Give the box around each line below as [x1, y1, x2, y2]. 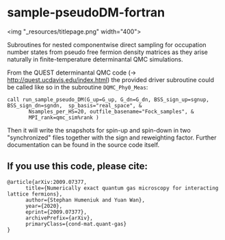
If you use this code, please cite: [7, 161, 148, 172]
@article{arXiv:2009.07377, [7, 178, 88, 185]
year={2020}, [25, 202, 63, 209]
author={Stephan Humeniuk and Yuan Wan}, [25, 196, 146, 203]
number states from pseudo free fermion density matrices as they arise [7, 48, 209, 56]
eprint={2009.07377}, [25, 209, 88, 215]
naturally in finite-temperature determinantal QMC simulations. [7, 55, 183, 63]
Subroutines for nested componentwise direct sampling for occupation [7, 40, 207, 49]
